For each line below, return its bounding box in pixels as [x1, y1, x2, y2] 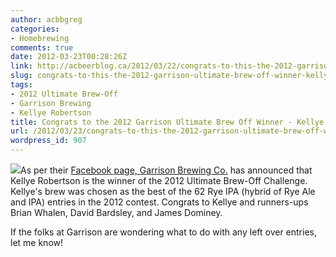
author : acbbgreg [10, 14, 83, 25]
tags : [10, 80, 33, 90]
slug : [10, 71, 33, 81]
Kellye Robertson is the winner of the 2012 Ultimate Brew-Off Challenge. [10, 175, 308, 186]
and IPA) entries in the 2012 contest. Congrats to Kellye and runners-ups [10, 196, 309, 208]
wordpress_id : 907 [10, 136, 87, 146]
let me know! [10, 237, 64, 248]
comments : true [10, 42, 74, 53]
